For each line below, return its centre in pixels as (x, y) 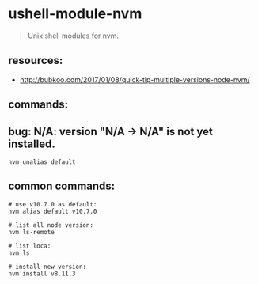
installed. (32, 144)
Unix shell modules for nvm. (73, 36)
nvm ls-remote (32, 232)
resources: (36, 61)
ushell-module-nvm (75, 14)
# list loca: (30, 246)
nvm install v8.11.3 (42, 274)
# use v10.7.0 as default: (53, 204)
